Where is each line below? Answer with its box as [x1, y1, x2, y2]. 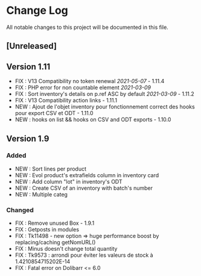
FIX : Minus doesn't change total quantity [14, 245, 118, 252]
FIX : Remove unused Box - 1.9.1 [14, 219, 95, 227]
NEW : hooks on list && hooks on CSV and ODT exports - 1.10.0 [14, 116, 171, 124]
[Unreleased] [6, 41, 57, 51]
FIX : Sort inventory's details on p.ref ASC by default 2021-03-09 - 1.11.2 [14, 90, 194, 98]
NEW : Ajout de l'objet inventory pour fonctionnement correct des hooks [14, 103, 195, 110]
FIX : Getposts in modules [14, 226, 80, 233]
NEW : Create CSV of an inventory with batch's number [14, 184, 153, 192]
